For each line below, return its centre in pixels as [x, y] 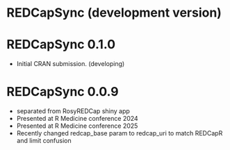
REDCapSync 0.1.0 [61, 45]
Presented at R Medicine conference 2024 [77, 119]
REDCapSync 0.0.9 [63, 92]
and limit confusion [44, 141]
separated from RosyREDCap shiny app [73, 111]
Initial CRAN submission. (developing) [71, 64]
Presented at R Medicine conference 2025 [77, 126]
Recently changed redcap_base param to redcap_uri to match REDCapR [120, 133]
